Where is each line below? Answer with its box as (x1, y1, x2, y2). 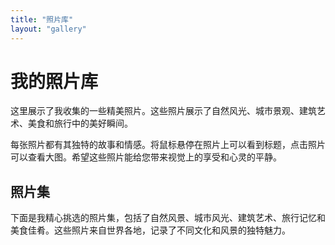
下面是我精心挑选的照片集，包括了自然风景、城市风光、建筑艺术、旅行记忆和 (10, 212, 326, 224)
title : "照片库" (10, 14, 74, 25)
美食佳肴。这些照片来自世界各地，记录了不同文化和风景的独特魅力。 (10, 224, 291, 236)
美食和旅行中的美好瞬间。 (27, 117, 133, 130)
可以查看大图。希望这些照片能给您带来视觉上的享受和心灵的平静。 (10, 151, 282, 163)
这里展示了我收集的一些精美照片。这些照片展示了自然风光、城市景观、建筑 (10, 105, 317, 117)
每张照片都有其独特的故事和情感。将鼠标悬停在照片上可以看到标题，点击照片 (10, 139, 326, 151)
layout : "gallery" (10, 24, 87, 34)
